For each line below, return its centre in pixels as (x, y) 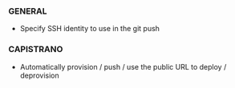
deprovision (39, 75)
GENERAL (28, 11)
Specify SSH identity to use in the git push (90, 29)
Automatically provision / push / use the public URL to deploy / (123, 66)
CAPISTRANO (36, 50)
